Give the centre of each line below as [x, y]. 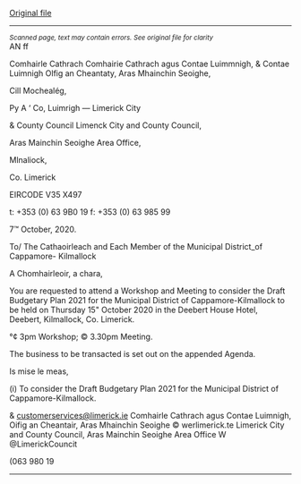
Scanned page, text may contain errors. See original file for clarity [111, 38]
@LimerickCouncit [43, 444]
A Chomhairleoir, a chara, [56, 273]
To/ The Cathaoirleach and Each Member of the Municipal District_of [136, 246]
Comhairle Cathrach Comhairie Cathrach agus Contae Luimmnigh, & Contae [149, 64]
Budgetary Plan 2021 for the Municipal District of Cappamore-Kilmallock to [147, 300]
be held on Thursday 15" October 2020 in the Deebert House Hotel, [133, 310]
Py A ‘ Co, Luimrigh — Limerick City [75, 108]
